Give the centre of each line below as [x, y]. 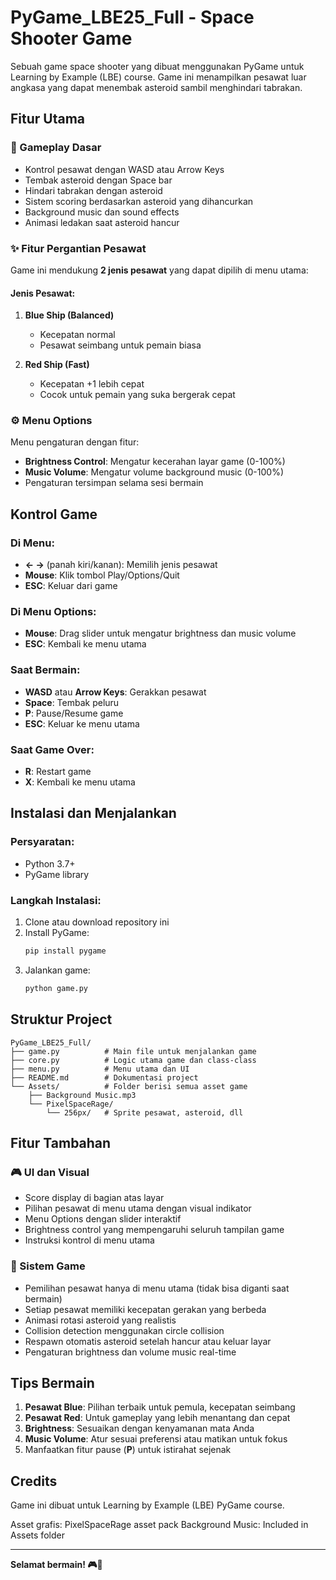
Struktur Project [61, 1019]
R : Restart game [58, 771]
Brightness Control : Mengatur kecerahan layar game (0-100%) [155, 462]
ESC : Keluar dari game [71, 586]
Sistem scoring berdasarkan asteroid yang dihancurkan [139, 201]
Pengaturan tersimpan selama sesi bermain [114, 483]
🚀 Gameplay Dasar [56, 148]
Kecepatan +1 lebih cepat [92, 384]
